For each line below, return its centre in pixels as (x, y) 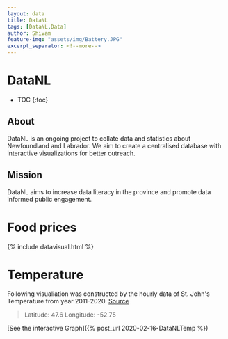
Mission (25, 175)
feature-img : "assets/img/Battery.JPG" (65, 40)
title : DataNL (28, 20)
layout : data (26, 14)
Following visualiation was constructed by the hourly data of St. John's (108, 294)
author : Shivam (29, 33)
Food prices (42, 227)
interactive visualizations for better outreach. (71, 153)
